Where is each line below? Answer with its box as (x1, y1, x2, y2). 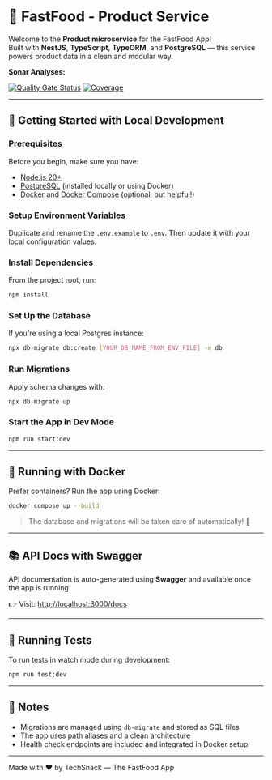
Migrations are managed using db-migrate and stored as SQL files (19, 722, 240, 731)
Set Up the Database (8, 310, 91, 322)
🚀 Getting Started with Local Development (8, 113, 224, 128)
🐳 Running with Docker (8, 465, 126, 479)
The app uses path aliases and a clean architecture (19, 731, 191, 740)
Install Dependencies (8, 257, 94, 268)
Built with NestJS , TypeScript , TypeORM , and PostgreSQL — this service (8, 42, 256, 52)
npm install (8, 291, 49, 299)
